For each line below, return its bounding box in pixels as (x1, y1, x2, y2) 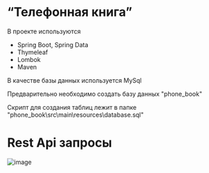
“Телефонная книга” (7, 4, 133, 20)
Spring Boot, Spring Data (17, 40, 89, 49)
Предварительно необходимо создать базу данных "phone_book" (7, 90, 203, 98)
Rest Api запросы (7, 135, 112, 151)
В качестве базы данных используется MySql (7, 76, 142, 84)
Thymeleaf (17, 48, 48, 56)
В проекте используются (7, 27, 81, 35)
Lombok (17, 55, 42, 63)
